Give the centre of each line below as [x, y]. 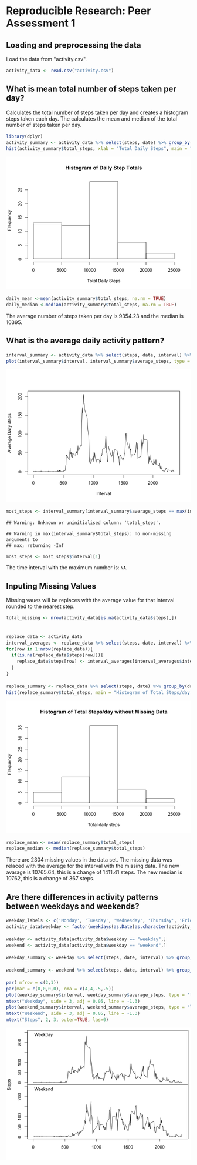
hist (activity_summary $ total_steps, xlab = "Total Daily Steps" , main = [97, 149]
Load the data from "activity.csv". [46, 59]
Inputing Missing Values [51, 586]
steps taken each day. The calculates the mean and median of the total [92, 118]
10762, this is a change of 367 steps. [50, 879]
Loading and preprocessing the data [74, 45]
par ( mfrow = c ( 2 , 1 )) [33, 982]
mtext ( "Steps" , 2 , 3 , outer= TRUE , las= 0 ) [57, 1020]
